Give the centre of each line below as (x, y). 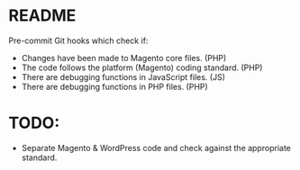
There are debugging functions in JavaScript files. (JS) (123, 76)
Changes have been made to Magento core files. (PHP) (124, 58)
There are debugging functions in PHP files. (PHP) (114, 86)
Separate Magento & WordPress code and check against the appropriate (156, 148)
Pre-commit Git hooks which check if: (78, 40)
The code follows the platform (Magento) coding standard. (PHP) (142, 67)
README (42, 16)
